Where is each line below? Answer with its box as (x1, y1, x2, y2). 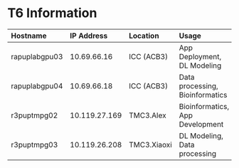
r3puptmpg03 (11, 140, 58, 149)
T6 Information (7, 5, 97, 21)
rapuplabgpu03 (11, 51, 63, 61)
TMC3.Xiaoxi (129, 140, 172, 149)
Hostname (11, 31, 47, 41)
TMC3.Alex (129, 110, 166, 120)
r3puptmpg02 (11, 110, 58, 120)
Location (129, 31, 159, 41)
